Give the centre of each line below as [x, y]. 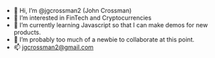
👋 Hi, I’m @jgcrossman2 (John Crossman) [73, 11]
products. [27, 32]
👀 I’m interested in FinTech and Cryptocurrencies [83, 18]
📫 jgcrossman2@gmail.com [53, 47]
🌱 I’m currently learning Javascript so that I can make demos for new [111, 25]
